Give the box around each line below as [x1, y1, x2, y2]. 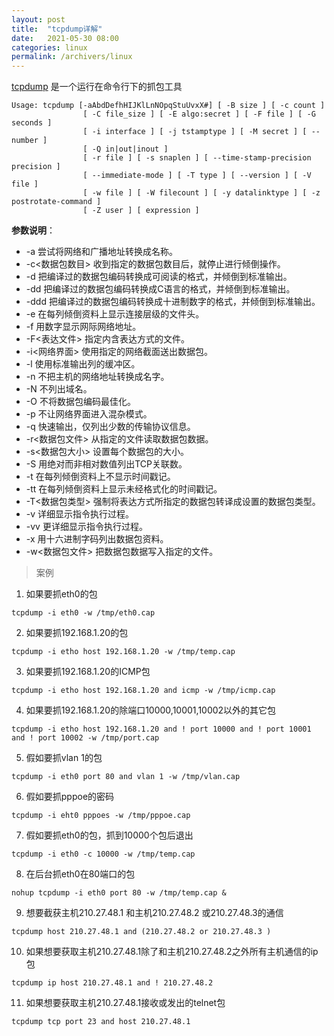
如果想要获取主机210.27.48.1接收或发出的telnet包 [25, 997, 226, 1009]
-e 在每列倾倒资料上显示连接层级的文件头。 [25, 308, 205, 320]
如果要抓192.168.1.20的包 [25, 627, 129, 639]
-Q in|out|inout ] [91, 144, 169, 155]
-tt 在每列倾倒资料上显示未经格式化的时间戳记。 [25, 483, 223, 495]
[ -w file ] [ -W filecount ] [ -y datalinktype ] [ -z [82, 188, 321, 198]
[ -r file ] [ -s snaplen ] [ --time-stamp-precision [82, 153, 312, 163]
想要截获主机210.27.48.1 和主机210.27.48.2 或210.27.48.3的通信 [25, 907, 284, 919]
